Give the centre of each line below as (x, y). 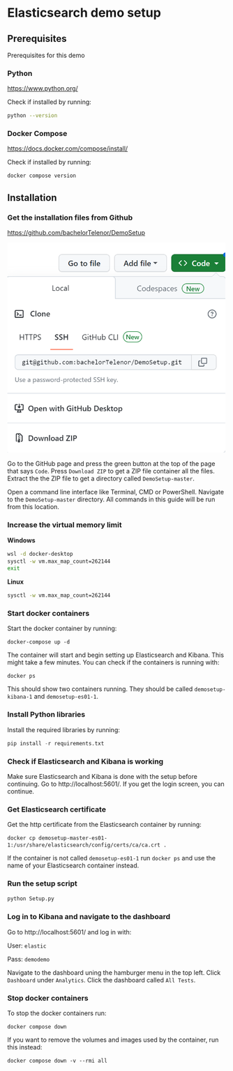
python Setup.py (31, 899)
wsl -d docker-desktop (40, 554)
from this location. (33, 507)
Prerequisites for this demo (46, 55)
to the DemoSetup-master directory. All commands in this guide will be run (111, 499)
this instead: (25, 1047)
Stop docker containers (48, 998)
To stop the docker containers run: (57, 1013)
